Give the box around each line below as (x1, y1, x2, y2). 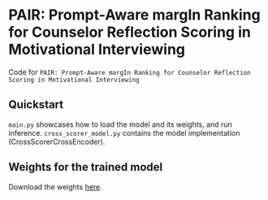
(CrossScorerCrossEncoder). (8, 137, 106, 146)
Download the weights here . (8, 181, 103, 192)
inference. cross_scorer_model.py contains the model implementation (8, 128, 240, 137)
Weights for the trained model (8, 160, 163, 174)
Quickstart (8, 98, 64, 111)
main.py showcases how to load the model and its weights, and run (8, 120, 233, 129)
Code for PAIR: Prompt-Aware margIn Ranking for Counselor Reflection (8, 67, 251, 76)
